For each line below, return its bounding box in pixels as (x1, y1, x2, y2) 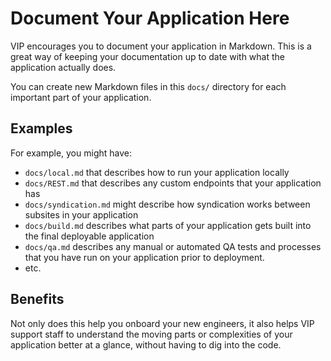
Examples (10, 120, 73, 137)
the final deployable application (24, 230, 155, 242)
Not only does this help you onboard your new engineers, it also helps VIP (10, 317, 315, 329)
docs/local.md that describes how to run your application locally (24, 166, 290, 178)
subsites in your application (24, 208, 139, 221)
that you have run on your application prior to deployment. (24, 251, 265, 263)
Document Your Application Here (10, 7, 290, 30)
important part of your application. (10, 91, 152, 103)
